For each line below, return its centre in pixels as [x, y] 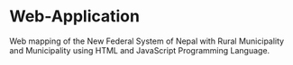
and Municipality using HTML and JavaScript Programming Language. [140, 50]
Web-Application [74, 16]
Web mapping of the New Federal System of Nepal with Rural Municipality [147, 41]
